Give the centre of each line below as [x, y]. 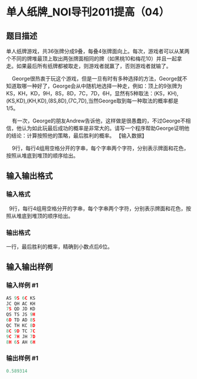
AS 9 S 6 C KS [21, 298]
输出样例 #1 [22, 358]
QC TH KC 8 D [21, 326]
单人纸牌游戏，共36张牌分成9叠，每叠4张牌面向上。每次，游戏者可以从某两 [98, 51]
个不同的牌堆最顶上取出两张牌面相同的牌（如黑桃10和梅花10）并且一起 [92, 59]
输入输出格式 [29, 176]
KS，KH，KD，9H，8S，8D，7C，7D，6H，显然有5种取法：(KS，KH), [92, 93]
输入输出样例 [29, 267]
